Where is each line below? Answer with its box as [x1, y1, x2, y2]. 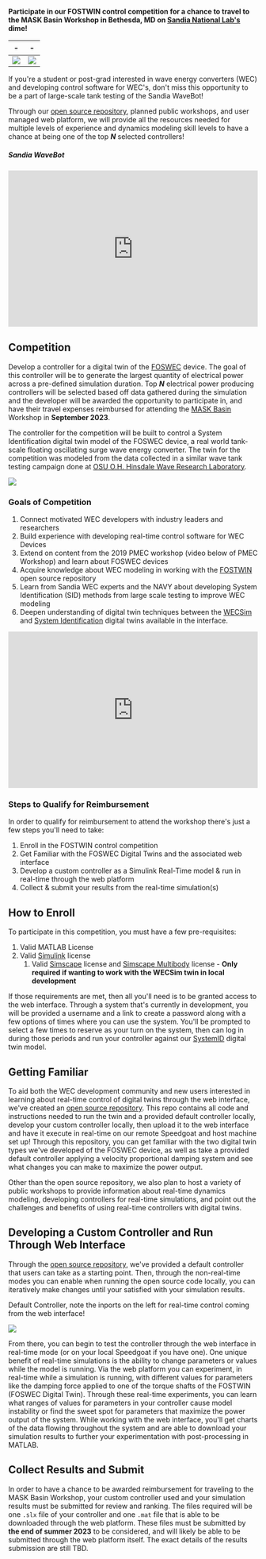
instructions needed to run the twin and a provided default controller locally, [8, 1112, 256, 1121]
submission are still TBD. [8, 1543, 89, 1553]
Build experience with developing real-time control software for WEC [19, 531, 245, 541]
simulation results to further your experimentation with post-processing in [8, 1431, 249, 1441]
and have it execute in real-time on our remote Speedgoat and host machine [8, 1129, 257, 1138]
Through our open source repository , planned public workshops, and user [8, 106, 249, 116]
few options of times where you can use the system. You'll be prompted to [8, 1017, 251, 1027]
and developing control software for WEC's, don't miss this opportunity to [8, 83, 249, 92]
